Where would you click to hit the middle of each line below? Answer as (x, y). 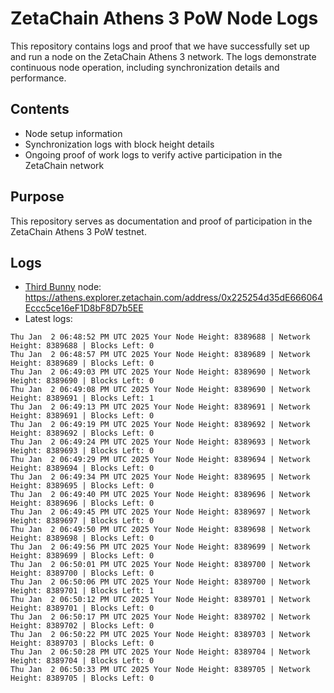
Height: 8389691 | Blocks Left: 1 (82, 398)
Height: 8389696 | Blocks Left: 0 (82, 503)
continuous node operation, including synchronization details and (145, 67)
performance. (38, 78)
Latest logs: (48, 319)
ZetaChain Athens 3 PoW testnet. (78, 231)
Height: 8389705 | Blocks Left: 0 (82, 678)
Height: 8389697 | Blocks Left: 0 (82, 521)
